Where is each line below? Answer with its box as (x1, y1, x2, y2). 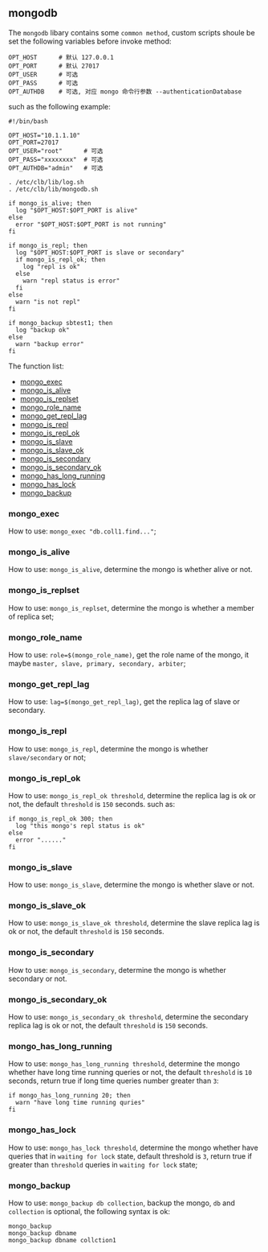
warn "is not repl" (15, 298, 81, 306)
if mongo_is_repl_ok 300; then (8, 814, 113, 823)
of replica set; (8, 612, 55, 621)
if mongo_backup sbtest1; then (8, 319, 113, 327)
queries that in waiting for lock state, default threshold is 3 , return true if (8, 1151, 253, 1161)
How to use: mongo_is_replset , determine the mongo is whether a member (8, 603, 255, 612)
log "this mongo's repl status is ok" (15, 822, 146, 830)
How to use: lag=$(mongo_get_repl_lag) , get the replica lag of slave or (8, 697, 241, 706)
